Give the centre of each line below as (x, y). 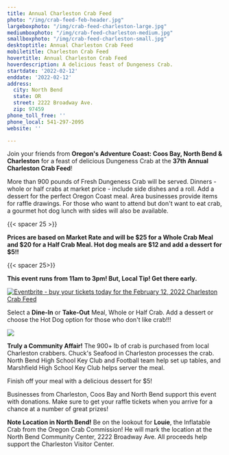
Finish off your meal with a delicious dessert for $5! (80, 381)
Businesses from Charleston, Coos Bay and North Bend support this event (112, 395)
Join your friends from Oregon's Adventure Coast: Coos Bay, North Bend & (115, 154)
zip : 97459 (29, 109)
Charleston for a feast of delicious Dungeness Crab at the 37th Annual (108, 161)
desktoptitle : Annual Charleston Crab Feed (70, 45)
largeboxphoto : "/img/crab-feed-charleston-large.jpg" (87, 26)
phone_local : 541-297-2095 (46, 122)
